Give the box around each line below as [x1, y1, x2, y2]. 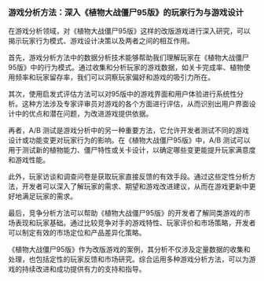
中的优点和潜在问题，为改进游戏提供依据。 [14, 109, 153, 119]
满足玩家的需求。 [21, 191, 77, 202]
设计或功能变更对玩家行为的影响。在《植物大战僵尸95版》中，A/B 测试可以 [8, 135, 251, 145]
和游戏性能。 [8, 155, 49, 165]
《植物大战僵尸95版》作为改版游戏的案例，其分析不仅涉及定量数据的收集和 [8, 245, 251, 254]
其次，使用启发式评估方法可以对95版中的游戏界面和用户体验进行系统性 [8, 89, 237, 99]
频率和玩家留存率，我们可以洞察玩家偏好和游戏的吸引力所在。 [14, 72, 214, 82]
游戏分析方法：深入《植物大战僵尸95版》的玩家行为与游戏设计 [8, 6, 244, 17]
